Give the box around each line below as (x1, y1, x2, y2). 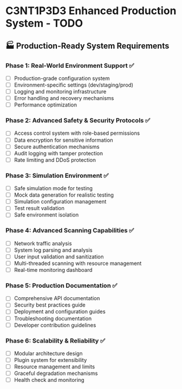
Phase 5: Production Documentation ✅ (5, 281, 118, 290)
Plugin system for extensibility (14, 356, 87, 363)
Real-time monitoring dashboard (14, 266, 93, 273)
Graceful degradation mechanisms (14, 370, 98, 377)
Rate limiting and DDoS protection (14, 156, 96, 163)
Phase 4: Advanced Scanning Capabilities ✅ (5, 227, 134, 235)
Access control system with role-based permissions (14, 129, 140, 137)
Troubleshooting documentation (14, 315, 92, 322)
